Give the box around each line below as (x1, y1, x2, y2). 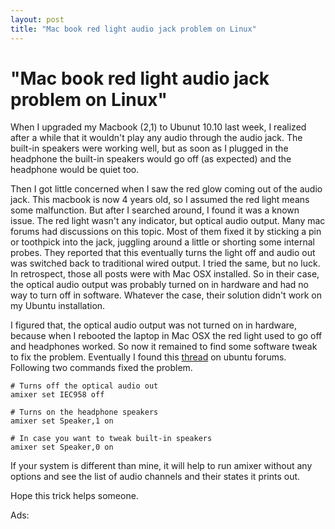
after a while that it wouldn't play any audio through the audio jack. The (10, 132, 303, 144)
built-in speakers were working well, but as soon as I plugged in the (10, 142, 289, 155)
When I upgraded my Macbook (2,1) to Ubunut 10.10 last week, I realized (10, 121, 307, 133)
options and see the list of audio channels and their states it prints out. (10, 471, 301, 483)
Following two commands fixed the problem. (10, 362, 193, 374)
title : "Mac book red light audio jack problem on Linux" (10, 24, 257, 34)
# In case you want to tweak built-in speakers (10, 434, 213, 444)
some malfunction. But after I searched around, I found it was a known (10, 204, 300, 216)
